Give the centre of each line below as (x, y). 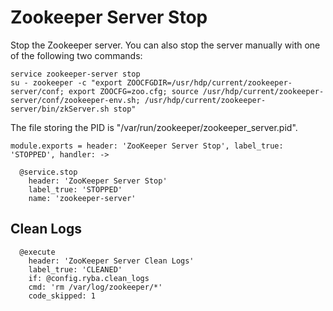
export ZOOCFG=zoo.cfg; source (133, 91)
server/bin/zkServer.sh (60, 109)
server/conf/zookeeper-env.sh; (75, 100)
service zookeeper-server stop (75, 74)
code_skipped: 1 (62, 296)
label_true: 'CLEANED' (75, 269)
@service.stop (48, 172)
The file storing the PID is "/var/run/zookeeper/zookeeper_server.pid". (154, 127)
